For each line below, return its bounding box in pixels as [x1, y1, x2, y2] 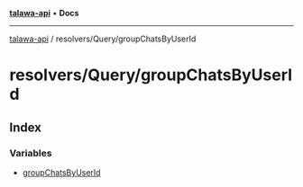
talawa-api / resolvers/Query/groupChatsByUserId [9, 33, 197, 44]
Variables [9, 147, 52, 159]
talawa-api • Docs [9, 8, 79, 18]
